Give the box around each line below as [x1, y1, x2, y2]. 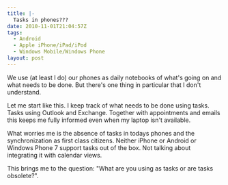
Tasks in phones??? [13, 16, 69, 23]
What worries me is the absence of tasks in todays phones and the [7, 129, 195, 137]
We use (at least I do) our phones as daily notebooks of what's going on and [7, 73, 222, 82]
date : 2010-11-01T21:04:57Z [7, 23, 87, 29]
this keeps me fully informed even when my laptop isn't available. [7, 116, 191, 124]
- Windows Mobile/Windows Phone [13, 49, 106, 56]
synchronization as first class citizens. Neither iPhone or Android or [7, 136, 197, 145]
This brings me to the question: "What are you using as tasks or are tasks [7, 164, 214, 172]
